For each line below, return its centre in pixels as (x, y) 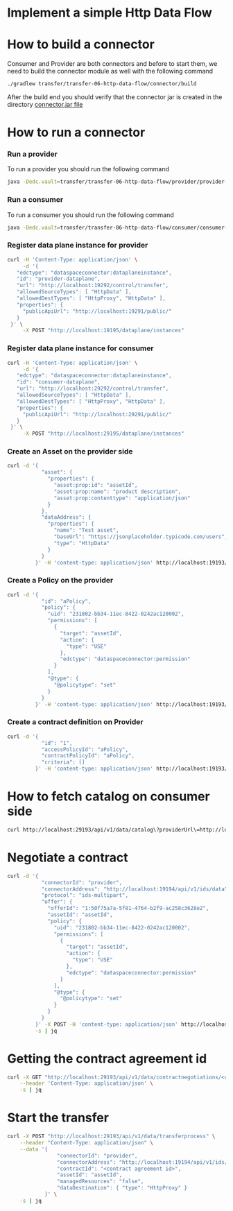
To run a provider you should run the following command (88, 169)
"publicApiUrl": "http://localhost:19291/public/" (97, 311)
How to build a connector (81, 45)
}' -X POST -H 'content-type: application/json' (106, 1024)
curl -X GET (24, 1077)
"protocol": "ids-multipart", (85, 895)
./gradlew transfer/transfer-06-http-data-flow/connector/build (102, 84)
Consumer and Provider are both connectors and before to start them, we (112, 64)
